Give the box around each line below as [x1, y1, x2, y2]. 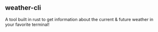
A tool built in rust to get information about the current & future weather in [5, 16, 154, 22]
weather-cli [5, 4, 42, 12]
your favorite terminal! [5, 21, 50, 27]
